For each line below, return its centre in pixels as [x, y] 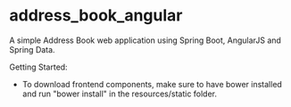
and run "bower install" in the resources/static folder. [119, 94]
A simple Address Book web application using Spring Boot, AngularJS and [145, 40]
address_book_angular [96, 16]
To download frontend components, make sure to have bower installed [152, 84]
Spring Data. [32, 49]
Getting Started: [39, 67]
